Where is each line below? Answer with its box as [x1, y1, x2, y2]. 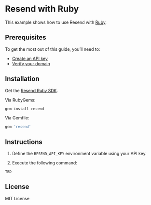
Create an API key [12, 56, 48, 61]
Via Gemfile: [5, 115, 29, 121]
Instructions [5, 138, 42, 146]
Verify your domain [12, 60, 50, 66]
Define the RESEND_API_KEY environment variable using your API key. [12, 151, 147, 157]
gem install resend [5, 106, 44, 111]
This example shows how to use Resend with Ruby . [5, 19, 107, 25]
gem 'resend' [5, 124, 31, 129]
